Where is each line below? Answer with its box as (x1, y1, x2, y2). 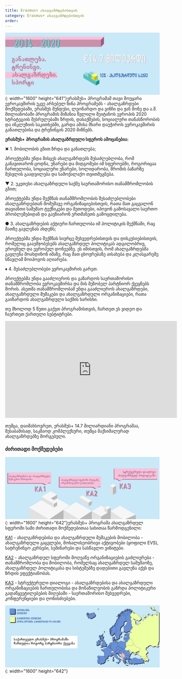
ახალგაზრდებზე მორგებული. (5, 433, 67, 439)
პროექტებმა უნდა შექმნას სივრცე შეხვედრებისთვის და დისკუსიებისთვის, (5, 235, 158, 241)
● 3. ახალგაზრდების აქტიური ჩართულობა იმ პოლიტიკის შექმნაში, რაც (5, 221, 156, 226)
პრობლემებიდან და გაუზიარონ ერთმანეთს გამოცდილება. (5, 211, 128, 217)
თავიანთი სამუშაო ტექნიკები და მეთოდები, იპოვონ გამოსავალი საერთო (5, 206, 158, 212)
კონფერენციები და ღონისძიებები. (5, 596, 77, 602)
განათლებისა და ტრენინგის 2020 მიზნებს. (5, 127, 94, 133)
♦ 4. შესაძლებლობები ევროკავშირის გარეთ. (5, 266, 98, 272)
